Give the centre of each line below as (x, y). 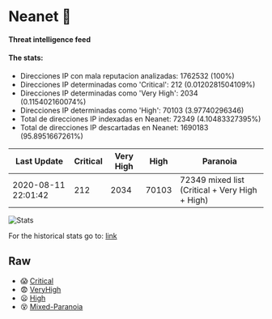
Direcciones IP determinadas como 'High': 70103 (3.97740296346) (132, 110)
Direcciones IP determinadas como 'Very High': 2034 (109, 93)
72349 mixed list (212, 180)
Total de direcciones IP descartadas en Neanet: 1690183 (114, 127)
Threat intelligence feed (50, 39)
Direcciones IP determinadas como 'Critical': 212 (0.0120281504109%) (138, 84)
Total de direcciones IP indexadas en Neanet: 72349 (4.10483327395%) (140, 119)
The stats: (26, 58)
